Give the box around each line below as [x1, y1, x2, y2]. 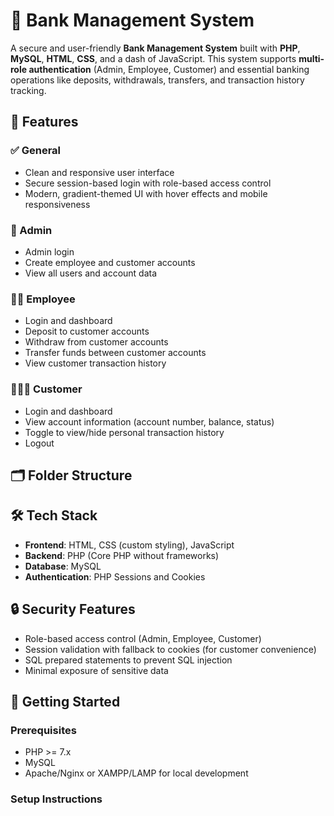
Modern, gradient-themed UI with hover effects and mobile [24, 187, 268, 199]
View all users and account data [24, 267, 158, 279]
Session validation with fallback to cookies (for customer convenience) [24, 643, 317, 655]
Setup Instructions [10, 792, 103, 806]
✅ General [10, 144, 62, 158]
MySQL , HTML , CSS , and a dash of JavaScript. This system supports [10, 52, 297, 64]
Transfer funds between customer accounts [24, 347, 207, 359]
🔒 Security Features [10, 601, 136, 618]
